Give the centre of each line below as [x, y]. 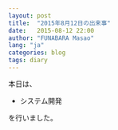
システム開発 [41, 100]
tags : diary [28, 61]
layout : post [30, 16]
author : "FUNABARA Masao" [51, 38]
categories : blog [37, 53]
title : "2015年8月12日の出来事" [59, 23]
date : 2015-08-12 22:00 [51, 30]
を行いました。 [33, 117]
